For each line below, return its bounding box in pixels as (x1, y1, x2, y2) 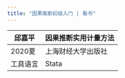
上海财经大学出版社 (45, 46, 108, 55)
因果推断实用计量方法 (45, 33, 115, 42)
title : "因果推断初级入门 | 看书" (7, 10, 96, 17)
